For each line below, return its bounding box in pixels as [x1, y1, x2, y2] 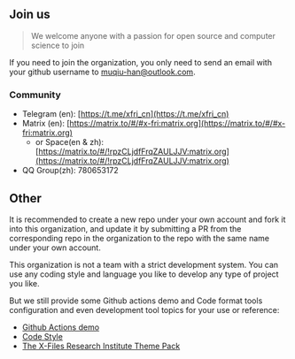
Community [9, 88, 61, 101]
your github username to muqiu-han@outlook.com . [9, 66, 197, 77]
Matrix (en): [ [21, 118, 70, 129]
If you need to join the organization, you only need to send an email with [9, 57, 273, 67]
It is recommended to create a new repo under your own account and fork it [9, 214, 286, 225]
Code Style [21, 331, 64, 341]
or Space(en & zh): [35, 137, 105, 148]
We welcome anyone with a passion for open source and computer [30, 30, 276, 41]
